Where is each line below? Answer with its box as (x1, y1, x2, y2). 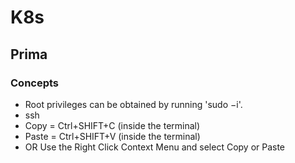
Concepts (10, 76, 60, 90)
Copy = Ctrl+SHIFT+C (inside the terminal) (24, 119, 201, 131)
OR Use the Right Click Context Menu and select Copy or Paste (24, 141, 286, 153)
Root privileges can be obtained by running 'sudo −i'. (24, 98, 243, 110)
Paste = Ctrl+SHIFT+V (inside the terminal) (24, 130, 201, 142)
